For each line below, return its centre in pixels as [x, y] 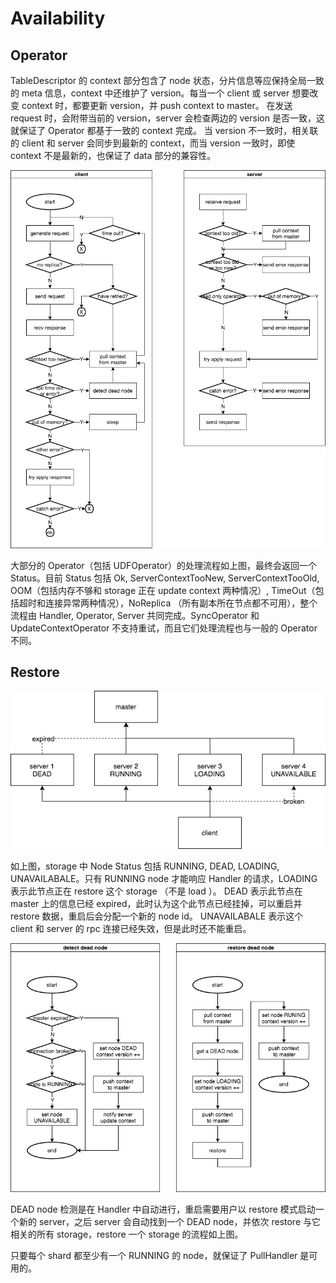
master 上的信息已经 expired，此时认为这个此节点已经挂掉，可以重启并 [156, 903]
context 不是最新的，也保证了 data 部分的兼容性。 [113, 155]
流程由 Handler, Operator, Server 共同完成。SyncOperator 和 [135, 615]
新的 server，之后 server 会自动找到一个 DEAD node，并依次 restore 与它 [170, 1221]
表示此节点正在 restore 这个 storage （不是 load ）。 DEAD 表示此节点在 [156, 891]
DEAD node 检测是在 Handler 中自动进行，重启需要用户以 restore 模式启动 [163, 1209]
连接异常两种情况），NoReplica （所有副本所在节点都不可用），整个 [181, 603]
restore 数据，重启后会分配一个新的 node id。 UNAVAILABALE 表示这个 [157, 916]
